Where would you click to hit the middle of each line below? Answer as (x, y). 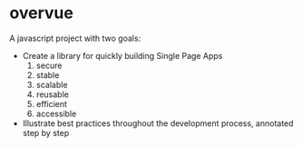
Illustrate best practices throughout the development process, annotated (158, 123)
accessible (56, 113)
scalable (52, 84)
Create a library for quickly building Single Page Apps (122, 55)
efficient (52, 103)
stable (48, 74)
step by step (46, 132)
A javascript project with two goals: (75, 38)
